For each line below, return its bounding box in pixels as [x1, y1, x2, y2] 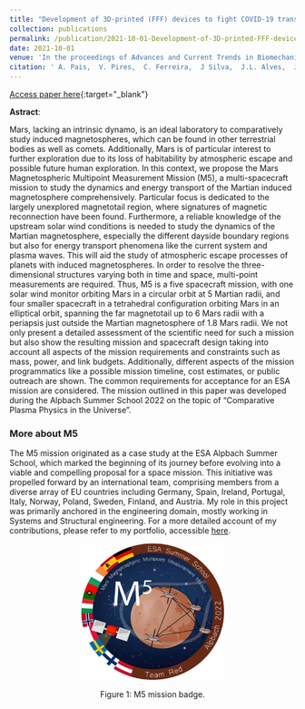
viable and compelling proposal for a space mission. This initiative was [9, 467, 273, 478]
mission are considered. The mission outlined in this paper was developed [9, 385, 287, 396]
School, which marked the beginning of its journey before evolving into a [9, 458, 281, 469]
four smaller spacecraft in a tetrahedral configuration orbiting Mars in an [9, 299, 280, 309]
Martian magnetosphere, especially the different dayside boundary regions [9, 230, 290, 241]
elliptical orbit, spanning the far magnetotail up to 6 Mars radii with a [9, 308, 265, 319]
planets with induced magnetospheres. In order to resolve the [9, 259, 241, 270]
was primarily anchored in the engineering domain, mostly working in [9, 506, 269, 517]
